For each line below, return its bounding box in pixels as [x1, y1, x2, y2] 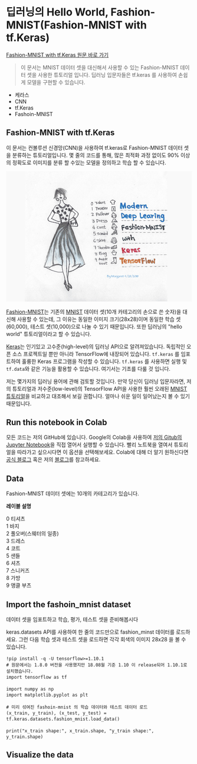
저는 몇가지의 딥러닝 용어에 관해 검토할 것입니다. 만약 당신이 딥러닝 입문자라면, [6, 377, 186, 385]
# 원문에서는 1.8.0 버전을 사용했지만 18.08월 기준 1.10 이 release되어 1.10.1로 [6, 662, 188, 668]
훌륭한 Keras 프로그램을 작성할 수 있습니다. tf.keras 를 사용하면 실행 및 [21, 358, 187, 365]
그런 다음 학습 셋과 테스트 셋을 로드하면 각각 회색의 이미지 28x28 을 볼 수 [18, 635, 186, 643]
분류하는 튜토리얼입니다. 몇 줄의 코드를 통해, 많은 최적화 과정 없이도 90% [12, 152, 180, 159]
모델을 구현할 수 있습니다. [27, 78, 86, 86]
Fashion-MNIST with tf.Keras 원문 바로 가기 [6, 51, 109, 58]
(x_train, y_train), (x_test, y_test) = [6, 710, 107, 716]
